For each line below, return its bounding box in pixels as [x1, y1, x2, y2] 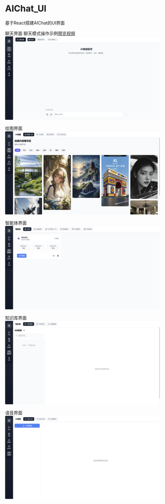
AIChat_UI [5, 3, 47, 14]
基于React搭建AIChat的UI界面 [5, 20, 65, 26]
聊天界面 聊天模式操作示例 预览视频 [5, 30, 75, 36]
